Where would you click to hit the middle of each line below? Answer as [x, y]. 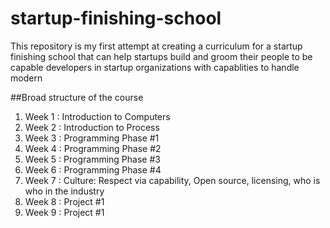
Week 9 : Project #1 [64, 212]
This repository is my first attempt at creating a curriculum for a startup [156, 46]
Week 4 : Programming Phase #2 [93, 148]
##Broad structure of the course [77, 97]
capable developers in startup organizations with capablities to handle [155, 67]
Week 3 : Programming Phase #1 [92, 138]
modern [26, 78]
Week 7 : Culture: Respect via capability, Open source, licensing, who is [172, 180]
